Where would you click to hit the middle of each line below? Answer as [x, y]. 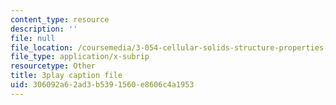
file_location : [42, 47]
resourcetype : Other [53, 66]
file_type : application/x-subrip [80, 57]
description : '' [44, 29]
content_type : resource [60, 19]
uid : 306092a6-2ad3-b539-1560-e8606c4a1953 [102, 85]
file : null [33, 38]
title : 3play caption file [66, 76]
